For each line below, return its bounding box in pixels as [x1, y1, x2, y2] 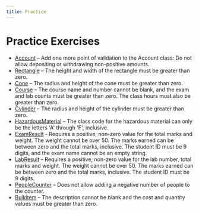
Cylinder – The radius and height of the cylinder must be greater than [14, 105, 184, 112]
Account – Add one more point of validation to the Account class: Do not [14, 54, 192, 61]
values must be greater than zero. [14, 200, 98, 207]
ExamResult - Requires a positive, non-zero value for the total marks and [14, 130, 193, 137]
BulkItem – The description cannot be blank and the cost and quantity [14, 193, 185, 200]
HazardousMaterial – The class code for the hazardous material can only [14, 118, 193, 125]
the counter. [14, 187, 45, 195]
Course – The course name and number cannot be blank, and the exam [14, 86, 189, 93]
